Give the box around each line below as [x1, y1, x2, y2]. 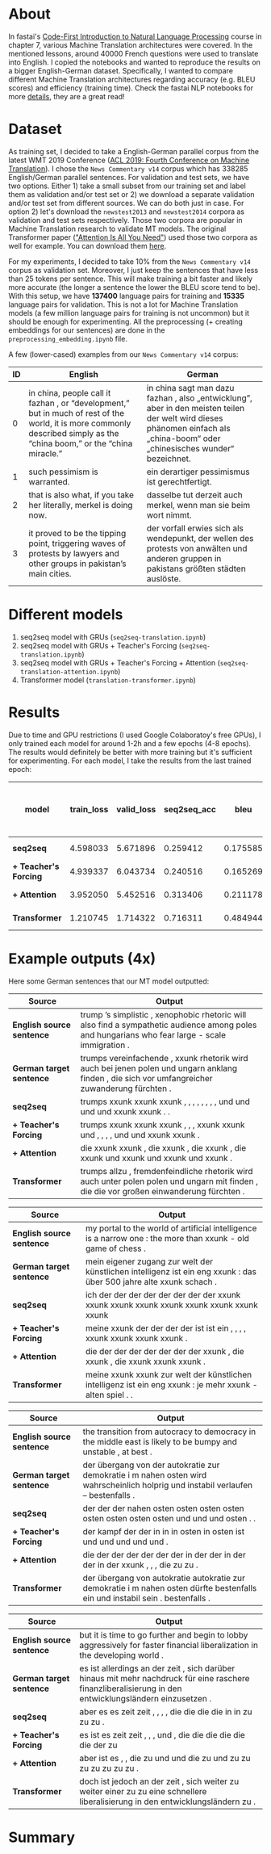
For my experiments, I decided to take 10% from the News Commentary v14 [8, 256, 252, 266]
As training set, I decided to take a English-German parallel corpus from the [8, 146, 260, 156]
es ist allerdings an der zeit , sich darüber [79, 1663, 236, 1674]
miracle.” [28, 447, 63, 459]
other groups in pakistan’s [28, 558, 127, 569]
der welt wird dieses [146, 413, 223, 424]
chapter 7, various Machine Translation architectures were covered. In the [8, 40, 253, 49]
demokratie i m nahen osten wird [82, 1469, 207, 1480]
